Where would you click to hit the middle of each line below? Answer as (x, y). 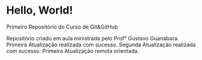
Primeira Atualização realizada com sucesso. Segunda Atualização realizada (101, 45)
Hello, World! (40, 10)
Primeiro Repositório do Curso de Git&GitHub (62, 27)
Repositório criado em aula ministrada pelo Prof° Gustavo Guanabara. (93, 38)
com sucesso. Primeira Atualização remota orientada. (73, 50)
